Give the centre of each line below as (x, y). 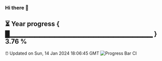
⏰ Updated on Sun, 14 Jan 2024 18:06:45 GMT (52, 53)
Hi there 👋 (17, 8)
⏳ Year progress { (32, 24)
